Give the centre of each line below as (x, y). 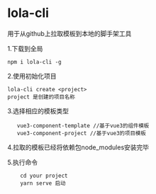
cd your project (44, 176)
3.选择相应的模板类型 (38, 110)
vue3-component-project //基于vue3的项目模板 (82, 133)
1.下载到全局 (25, 48)
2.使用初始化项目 (32, 76)
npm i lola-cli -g (34, 62)
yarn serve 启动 (43, 183)
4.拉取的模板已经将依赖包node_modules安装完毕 (78, 147)
